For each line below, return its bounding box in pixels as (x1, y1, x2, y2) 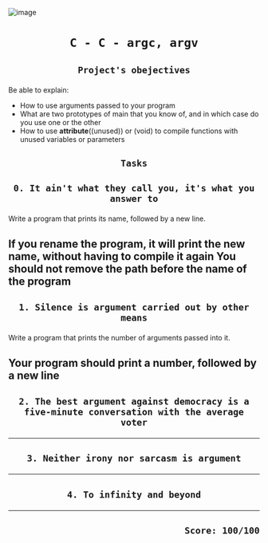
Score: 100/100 (184, 525, 260, 537)
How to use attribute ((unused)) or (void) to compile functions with (19, 126, 238, 136)
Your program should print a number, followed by (8, 356, 257, 370)
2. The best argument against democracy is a (18, 395, 250, 407)
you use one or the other (19, 117, 101, 127)
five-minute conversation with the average (23, 406, 245, 418)
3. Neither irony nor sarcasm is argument (26, 453, 242, 464)
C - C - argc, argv (69, 36, 199, 51)
